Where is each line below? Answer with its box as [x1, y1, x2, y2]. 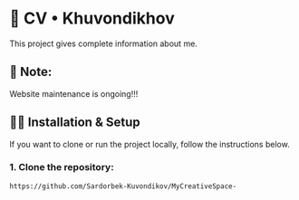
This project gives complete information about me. [9, 38, 198, 49]
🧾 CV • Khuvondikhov [9, 8, 175, 29]
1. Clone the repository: [9, 161, 115, 174]
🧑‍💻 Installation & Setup [9, 115, 140, 130]
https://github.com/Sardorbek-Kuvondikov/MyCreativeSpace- [9, 181, 237, 191]
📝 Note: [9, 64, 53, 80]
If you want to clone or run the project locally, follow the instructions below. [9, 138, 290, 149]
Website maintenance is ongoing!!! [9, 88, 139, 99]
